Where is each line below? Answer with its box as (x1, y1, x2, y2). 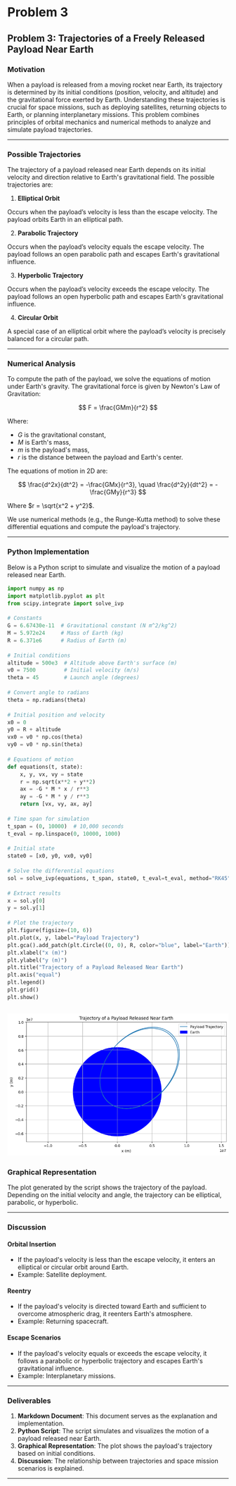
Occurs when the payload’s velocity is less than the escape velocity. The (7, 208, 218, 216)
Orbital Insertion (7, 1239, 56, 1248)
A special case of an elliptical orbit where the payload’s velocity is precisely (7, 327, 226, 335)
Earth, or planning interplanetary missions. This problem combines (7, 110, 200, 118)
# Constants (7, 614, 42, 622)
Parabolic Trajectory (17, 229, 79, 237)
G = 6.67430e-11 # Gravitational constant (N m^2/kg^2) (7, 622, 178, 629)
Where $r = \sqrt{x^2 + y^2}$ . (7, 502, 95, 510)
